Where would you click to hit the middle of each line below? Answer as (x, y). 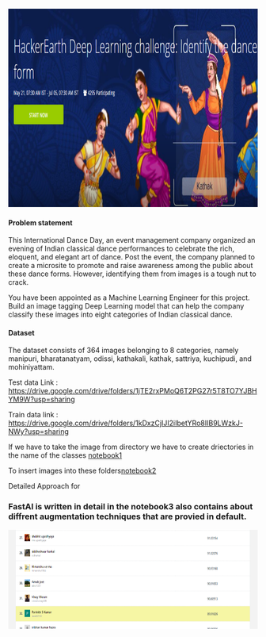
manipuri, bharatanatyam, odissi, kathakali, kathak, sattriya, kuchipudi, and (130, 359)
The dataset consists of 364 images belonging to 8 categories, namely (123, 351)
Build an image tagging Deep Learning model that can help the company (126, 306)
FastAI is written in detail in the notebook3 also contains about (131, 507)
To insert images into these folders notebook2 (82, 471)
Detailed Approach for (44, 486)
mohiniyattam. (32, 367)
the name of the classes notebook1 (65, 455)
